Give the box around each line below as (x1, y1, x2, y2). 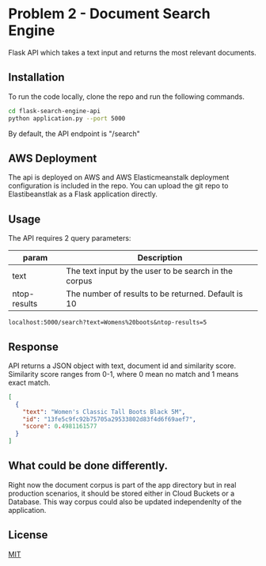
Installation (8, 70, 65, 84)
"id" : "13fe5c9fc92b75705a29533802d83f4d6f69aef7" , (22, 415, 196, 424)
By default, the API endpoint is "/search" (8, 128, 141, 139)
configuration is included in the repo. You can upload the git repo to (8, 181, 229, 191)
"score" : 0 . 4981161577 (22, 423, 97, 431)
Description (137, 253, 183, 264)
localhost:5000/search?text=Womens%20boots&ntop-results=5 (8, 318, 207, 327)
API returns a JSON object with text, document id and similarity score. (8, 361, 237, 370)
